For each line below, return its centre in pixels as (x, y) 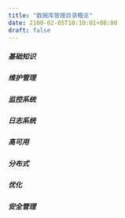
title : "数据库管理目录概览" (50, 15)
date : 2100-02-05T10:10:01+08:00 (63, 23)
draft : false (29, 30)
